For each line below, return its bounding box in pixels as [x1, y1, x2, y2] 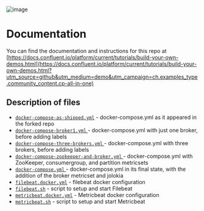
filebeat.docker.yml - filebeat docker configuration [15, 178, 146, 185]
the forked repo [15, 120, 55, 127]
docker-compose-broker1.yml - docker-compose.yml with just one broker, [15, 126, 198, 134]
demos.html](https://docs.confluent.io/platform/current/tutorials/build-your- [6, 60, 197, 67]
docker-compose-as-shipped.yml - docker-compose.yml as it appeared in [15, 113, 197, 121]
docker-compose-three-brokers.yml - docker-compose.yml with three [15, 139, 189, 146]
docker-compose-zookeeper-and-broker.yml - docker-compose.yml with [15, 152, 193, 160]
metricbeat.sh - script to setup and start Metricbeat [15, 198, 146, 205]
